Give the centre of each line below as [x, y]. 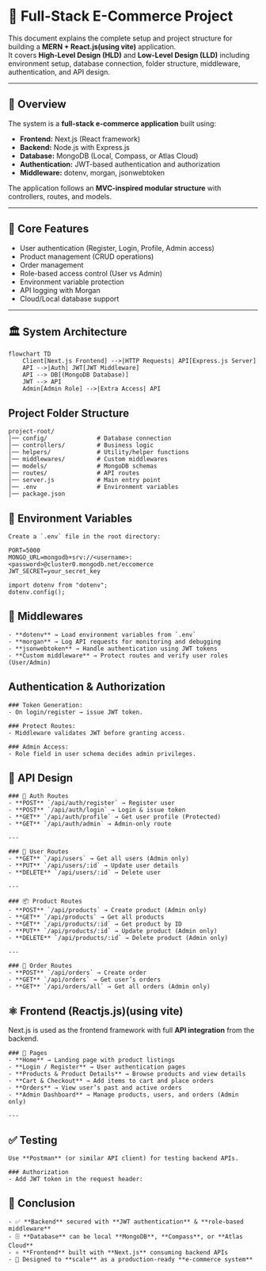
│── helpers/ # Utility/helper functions [99, 453]
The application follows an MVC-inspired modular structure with [115, 188]
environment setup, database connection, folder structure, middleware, [124, 64]
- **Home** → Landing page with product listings [92, 1060]
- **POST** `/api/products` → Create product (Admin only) [108, 911]
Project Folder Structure [69, 413]
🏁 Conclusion [42, 1203]
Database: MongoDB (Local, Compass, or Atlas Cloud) [109, 156]
